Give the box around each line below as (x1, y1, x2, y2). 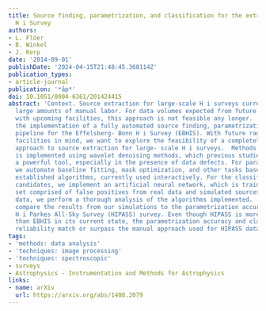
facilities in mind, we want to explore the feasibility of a (15, 136, 225, 145)
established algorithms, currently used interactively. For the (15, 173, 232, 182)
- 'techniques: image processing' (8, 247, 123, 255)
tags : (8, 233, 26, 241)
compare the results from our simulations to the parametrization (15, 203, 239, 210)
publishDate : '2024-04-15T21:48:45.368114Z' (8, 63, 158, 71)
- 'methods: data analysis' (8, 240, 101, 248)
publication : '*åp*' (8, 85, 77, 93)
